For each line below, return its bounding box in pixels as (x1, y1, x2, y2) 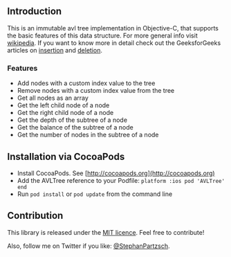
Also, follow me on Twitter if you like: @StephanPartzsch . (7, 242, 171, 250)
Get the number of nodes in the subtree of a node (17, 131, 159, 139)
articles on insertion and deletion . (7, 46, 102, 54)
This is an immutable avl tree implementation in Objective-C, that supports (7, 24, 219, 32)
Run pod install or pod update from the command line (17, 190, 173, 198)
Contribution (7, 210, 64, 222)
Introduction (7, 6, 62, 17)
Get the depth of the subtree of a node (17, 116, 128, 124)
